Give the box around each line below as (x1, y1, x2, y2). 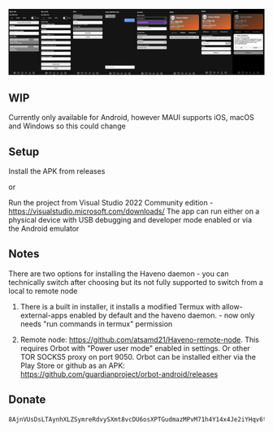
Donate (8, 393, 46, 407)
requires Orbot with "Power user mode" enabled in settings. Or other (19, 343, 250, 353)
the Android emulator (8, 224, 80, 234)
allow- (222, 301, 244, 311)
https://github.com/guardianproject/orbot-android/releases (19, 369, 219, 378)
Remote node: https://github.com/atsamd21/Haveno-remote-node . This (19, 335, 260, 344)
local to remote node (8, 286, 78, 296)
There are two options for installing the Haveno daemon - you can (8, 269, 229, 279)
